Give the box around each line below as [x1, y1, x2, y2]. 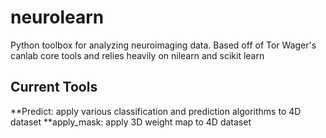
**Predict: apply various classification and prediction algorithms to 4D [10, 105, 302, 117]
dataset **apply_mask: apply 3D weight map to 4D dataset [10, 116, 252, 128]
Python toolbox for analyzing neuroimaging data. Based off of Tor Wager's [10, 39, 317, 51]
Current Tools [10, 79, 98, 96]
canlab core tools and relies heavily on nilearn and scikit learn [10, 49, 265, 61]
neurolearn [10, 6, 105, 29]
